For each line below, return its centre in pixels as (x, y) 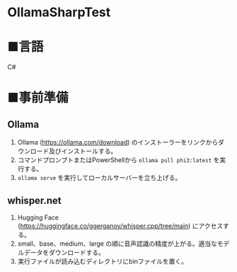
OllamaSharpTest (59, 12)
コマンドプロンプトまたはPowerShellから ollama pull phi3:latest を (118, 160)
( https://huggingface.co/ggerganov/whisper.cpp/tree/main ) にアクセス (120, 226)
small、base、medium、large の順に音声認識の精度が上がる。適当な (117, 243)
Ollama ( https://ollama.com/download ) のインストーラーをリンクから (118, 142)
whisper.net (34, 200)
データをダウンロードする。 (64, 252)
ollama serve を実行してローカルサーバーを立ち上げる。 (99, 178)
